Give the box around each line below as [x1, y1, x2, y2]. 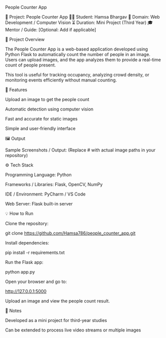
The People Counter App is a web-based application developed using [5, 46, 148, 52]
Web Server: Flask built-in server [5, 201, 73, 206]
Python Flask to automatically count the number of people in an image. [5, 51, 151, 57]
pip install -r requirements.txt [5, 249, 65, 255]
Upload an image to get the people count [5, 96, 90, 102]
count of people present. [5, 62, 56, 68]
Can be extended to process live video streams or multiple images [5, 327, 141, 333]
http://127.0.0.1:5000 [5, 288, 47, 294]
